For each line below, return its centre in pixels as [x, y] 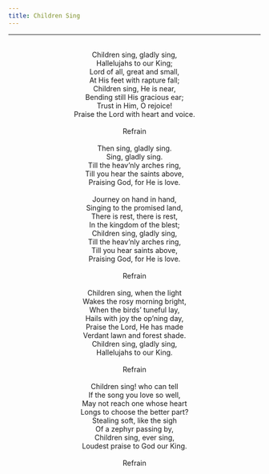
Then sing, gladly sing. [134, 148]
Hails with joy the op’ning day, [134, 318]
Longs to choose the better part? [134, 412]
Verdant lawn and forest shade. [134, 335]
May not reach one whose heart [134, 403]
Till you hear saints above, [134, 250]
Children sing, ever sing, [134, 437]
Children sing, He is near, [134, 88]
